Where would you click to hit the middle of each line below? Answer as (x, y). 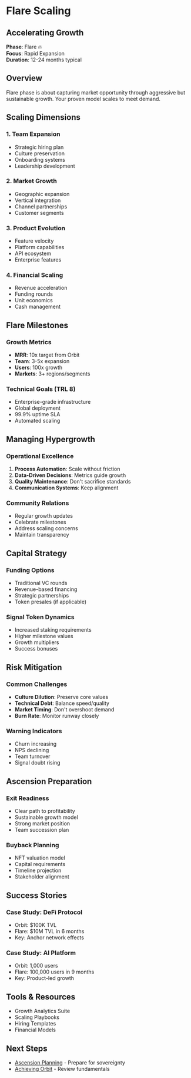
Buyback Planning (33, 845)
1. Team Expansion (33, 134)
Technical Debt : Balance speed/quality (62, 703)
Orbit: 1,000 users (36, 966)
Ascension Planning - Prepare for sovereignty (70, 1062)
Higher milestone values (44, 636)
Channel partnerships (41, 206)
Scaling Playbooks (37, 1017)
